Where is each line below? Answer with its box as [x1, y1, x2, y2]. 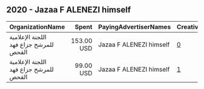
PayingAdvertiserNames [98, 22, 171, 31]
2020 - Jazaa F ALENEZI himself [6, 5, 131, 15]
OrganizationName [9, 22, 66, 31]
